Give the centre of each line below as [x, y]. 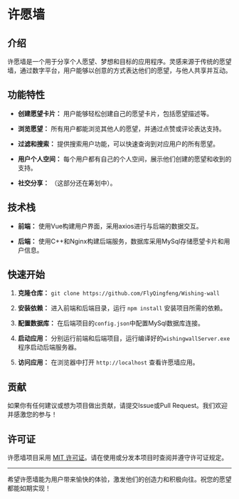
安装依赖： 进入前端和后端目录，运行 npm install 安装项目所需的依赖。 [122, 308]
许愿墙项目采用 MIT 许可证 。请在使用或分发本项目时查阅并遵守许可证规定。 [118, 458]
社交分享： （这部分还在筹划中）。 [67, 183]
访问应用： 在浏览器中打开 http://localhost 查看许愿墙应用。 [108, 362]
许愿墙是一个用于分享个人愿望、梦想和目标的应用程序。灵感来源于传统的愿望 [119, 62]
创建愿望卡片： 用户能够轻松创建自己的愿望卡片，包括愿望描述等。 [115, 113]
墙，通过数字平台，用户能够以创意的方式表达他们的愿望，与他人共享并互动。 [119, 70]
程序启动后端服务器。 [49, 347]
